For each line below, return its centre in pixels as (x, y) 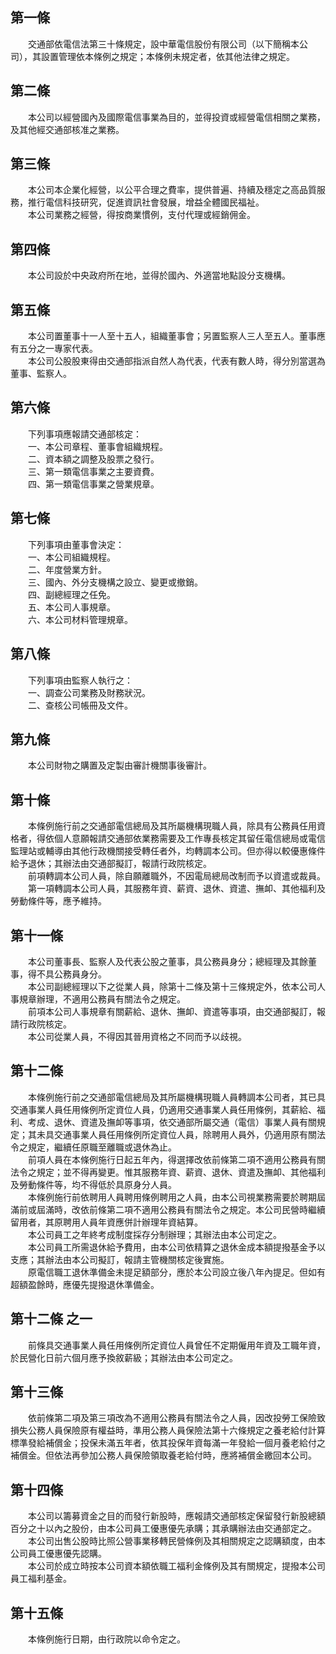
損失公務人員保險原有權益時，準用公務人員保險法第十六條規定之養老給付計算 (168, 1430)
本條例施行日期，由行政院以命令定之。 (106, 1639)
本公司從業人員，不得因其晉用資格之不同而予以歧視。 (137, 1036)
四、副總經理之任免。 (71, 594)
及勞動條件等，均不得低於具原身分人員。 (93, 1184)
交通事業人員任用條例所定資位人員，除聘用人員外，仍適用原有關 (185, 1134)
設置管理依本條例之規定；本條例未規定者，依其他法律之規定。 (167, 56)
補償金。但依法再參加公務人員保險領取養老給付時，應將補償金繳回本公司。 (163, 1455)
